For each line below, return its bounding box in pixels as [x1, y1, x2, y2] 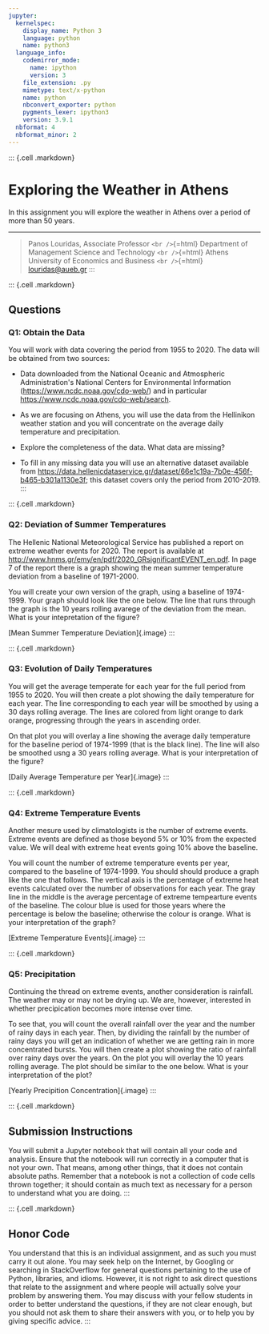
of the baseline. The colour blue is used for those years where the [8, 901, 226, 911]
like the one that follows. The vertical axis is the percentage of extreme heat [8, 875, 259, 885]
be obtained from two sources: [8, 354, 110, 363]
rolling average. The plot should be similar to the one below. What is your [8, 1062, 249, 1072]
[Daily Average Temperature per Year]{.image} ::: [8, 771, 170, 781]
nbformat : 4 [15, 123, 56, 131]
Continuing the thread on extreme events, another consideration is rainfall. [8, 987, 254, 996]
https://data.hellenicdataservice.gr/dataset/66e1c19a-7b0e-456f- [37, 467, 253, 476]
